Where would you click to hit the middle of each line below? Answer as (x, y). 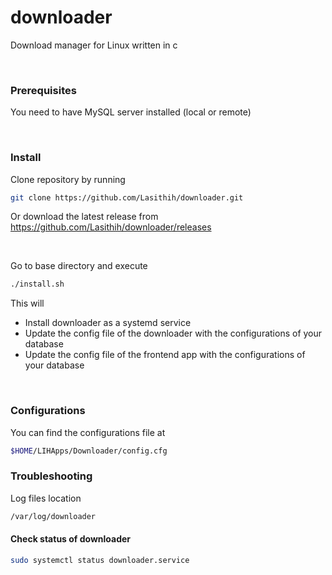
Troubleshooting (51, 476)
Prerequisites (43, 90)
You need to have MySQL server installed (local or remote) (131, 112)
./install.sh (37, 284)
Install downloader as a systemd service (108, 323)
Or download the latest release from (84, 217)
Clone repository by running (68, 179)
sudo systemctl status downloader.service (100, 560)
